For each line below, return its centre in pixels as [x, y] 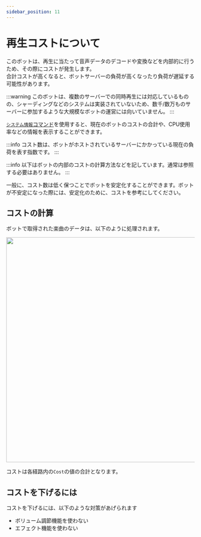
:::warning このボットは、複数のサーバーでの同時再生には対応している [92, 96]
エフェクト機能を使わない [46, 528]
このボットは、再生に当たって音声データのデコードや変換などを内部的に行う [100, 61]
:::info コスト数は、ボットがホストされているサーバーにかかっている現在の [98, 144]
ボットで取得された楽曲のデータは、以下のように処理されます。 [85, 229]
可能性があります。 [30, 83]
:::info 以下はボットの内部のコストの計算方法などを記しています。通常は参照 [100, 164]
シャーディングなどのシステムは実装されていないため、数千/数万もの [101, 104]
